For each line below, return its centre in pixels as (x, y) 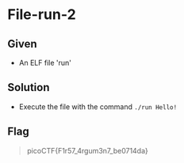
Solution (29, 87)
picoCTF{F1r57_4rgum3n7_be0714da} (87, 150)
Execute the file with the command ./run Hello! (98, 106)
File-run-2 (42, 15)
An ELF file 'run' (45, 63)
